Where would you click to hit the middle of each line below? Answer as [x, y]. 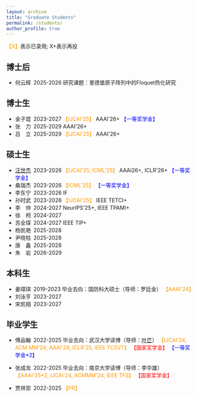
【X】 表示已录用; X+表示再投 [42, 46]
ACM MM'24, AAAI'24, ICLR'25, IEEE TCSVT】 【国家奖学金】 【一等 [100, 348]
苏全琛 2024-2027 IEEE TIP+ [51, 222]
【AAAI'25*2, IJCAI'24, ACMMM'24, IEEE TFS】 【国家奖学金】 [93, 375]
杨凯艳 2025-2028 [38, 230]
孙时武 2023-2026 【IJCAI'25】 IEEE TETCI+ [71, 200]
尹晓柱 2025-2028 [38, 237]
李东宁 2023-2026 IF [41, 193]
